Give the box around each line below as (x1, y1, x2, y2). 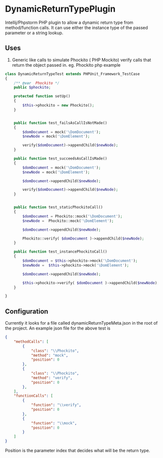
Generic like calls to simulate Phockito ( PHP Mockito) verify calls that (12, 57, 151, 63)
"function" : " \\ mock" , (31, 421, 77, 425)
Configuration (5, 307, 49, 315)
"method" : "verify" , (31, 375, 73, 380)
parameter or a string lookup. (5, 30, 64, 36)
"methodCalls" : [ (14, 339, 49, 344)
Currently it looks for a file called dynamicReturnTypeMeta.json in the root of (5, 320, 158, 326)
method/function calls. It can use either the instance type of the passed (5, 24, 148, 30)
